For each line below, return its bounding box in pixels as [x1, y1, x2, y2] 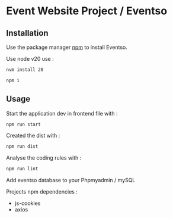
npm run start [6, 121, 41, 127]
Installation [6, 28, 49, 38]
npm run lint [6, 166, 39, 172]
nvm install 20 [6, 67, 44, 73]
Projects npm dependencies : [6, 188, 78, 195]
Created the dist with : [6, 132, 60, 139]
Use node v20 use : [6, 55, 55, 62]
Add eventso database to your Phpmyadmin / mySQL [6, 177, 136, 184]
